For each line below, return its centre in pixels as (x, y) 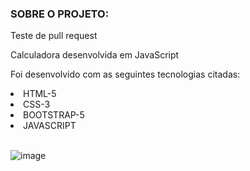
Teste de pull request (54, 36)
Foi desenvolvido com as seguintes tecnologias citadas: (125, 74)
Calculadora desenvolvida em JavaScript (95, 55)
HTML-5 (40, 94)
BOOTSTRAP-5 (54, 115)
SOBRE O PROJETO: (60, 14)
